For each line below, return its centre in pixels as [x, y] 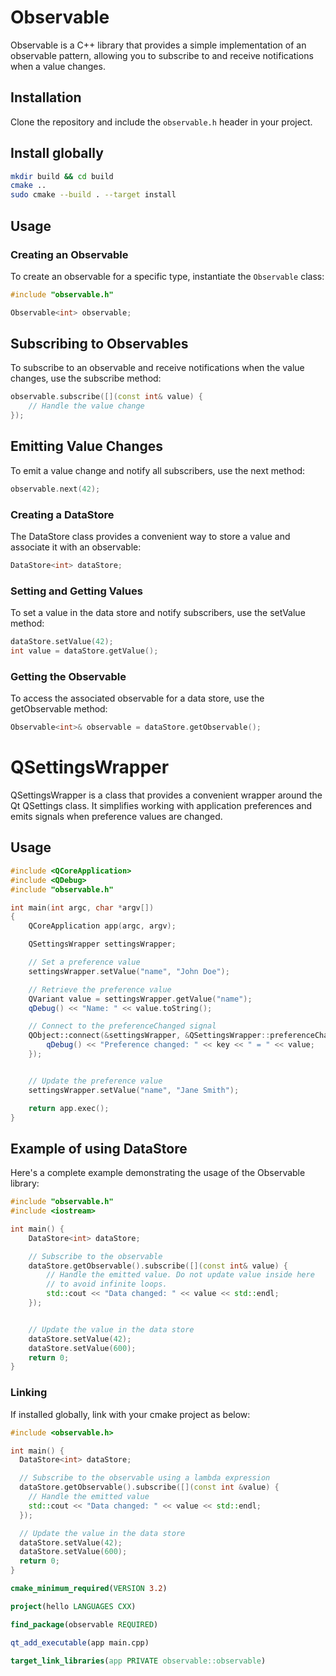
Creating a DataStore [62, 514]
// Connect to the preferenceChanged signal [122, 1026]
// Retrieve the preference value [100, 989]
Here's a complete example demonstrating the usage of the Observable [158, 1173]
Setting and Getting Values [76, 591]
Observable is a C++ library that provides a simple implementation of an [158, 45]
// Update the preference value [95, 1081]
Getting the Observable [68, 676]
